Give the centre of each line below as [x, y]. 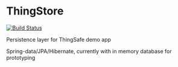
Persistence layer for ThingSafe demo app [59, 39]
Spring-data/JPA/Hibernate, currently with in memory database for [89, 51]
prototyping [21, 57]
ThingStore [35, 11]
